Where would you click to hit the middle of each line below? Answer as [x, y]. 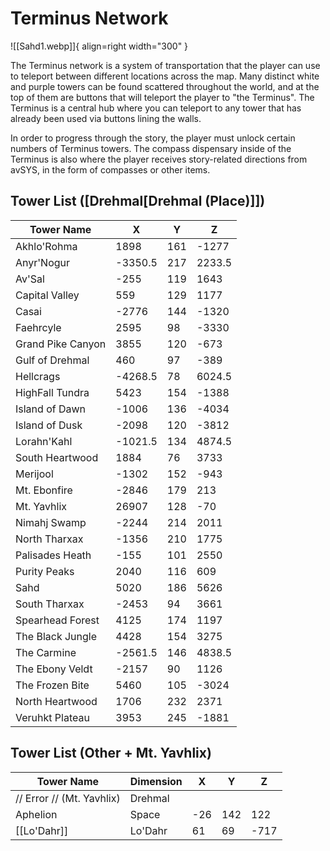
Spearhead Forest [57, 620]
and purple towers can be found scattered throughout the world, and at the [165, 86]
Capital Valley [47, 295]
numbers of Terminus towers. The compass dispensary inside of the [151, 148]
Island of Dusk [49, 425]
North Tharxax [49, 539]
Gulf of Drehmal [52, 360]
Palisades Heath [53, 555]
